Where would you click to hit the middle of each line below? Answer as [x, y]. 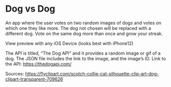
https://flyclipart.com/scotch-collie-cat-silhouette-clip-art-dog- [92, 73]
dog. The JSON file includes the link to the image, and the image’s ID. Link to [86, 58]
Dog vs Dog [30, 9]
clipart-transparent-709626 [34, 79]
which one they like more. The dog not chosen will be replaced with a [78, 28]
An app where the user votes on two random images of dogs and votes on [83, 23]
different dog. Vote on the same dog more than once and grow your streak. [84, 33]
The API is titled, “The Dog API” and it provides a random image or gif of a [83, 53]
